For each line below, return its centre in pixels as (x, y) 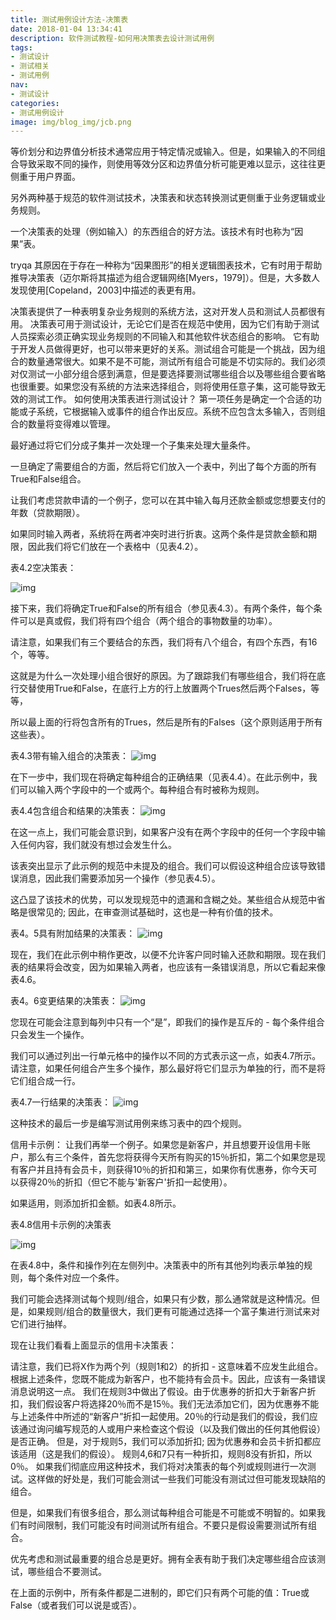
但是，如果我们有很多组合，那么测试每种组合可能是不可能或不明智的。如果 (163, 1513)
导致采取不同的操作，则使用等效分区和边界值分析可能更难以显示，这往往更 (172, 164)
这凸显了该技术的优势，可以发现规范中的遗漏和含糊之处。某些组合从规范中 (163, 900)
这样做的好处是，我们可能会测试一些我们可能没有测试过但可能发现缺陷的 (176, 1479)
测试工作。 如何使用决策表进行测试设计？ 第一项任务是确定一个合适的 (170, 399)
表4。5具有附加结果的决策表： (73, 933)
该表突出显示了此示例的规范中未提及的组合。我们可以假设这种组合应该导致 (163, 866)
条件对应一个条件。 (84, 1278)
